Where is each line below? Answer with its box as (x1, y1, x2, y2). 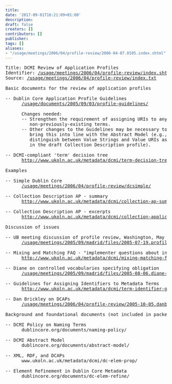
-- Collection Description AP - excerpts (5, 209, 111, 214)
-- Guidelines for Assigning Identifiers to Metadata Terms (5, 281, 160, 286)
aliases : (5, 46, 24, 51)
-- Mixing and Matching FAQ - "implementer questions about (5, 250, 160, 255)
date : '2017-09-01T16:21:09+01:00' (5, 12, 81, 17)
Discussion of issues (5, 224, 60, 230)
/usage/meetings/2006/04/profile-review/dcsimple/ (21, 183, 152, 189)
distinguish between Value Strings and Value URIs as (29, 137, 167, 142)
